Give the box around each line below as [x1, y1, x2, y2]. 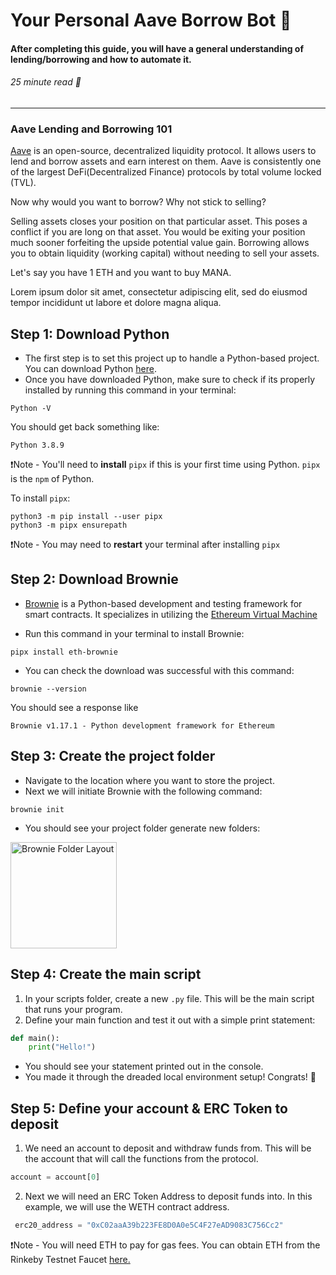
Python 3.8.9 [10, 440, 65, 451]
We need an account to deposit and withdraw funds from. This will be [24, 1142, 312, 1154]
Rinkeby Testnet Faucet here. [10, 1253, 131, 1265]
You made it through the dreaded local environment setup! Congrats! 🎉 [24, 1071, 317, 1083]
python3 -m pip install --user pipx [10, 512, 163, 522]
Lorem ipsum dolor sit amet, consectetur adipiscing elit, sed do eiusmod [10, 286, 308, 298]
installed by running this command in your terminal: [24, 384, 237, 396]
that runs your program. [24, 1003, 123, 1015]
